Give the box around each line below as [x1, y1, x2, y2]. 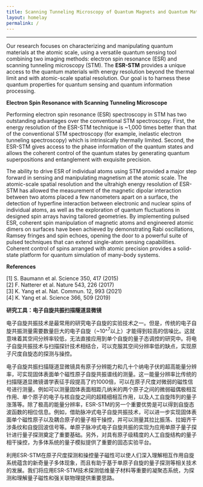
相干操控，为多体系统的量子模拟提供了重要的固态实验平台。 [6, 439, 155, 446]
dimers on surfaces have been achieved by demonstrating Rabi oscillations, [6, 225, 195, 233]
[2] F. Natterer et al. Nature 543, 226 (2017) [6, 281, 115, 288]
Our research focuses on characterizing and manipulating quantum [6, 42, 173, 50]
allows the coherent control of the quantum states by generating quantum [6, 150, 190, 157]
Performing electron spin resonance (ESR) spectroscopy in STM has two [6, 111, 187, 118]
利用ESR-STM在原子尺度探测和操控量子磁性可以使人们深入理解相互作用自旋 [6, 452, 195, 459]
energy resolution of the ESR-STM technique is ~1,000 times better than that [6, 124, 197, 131]
